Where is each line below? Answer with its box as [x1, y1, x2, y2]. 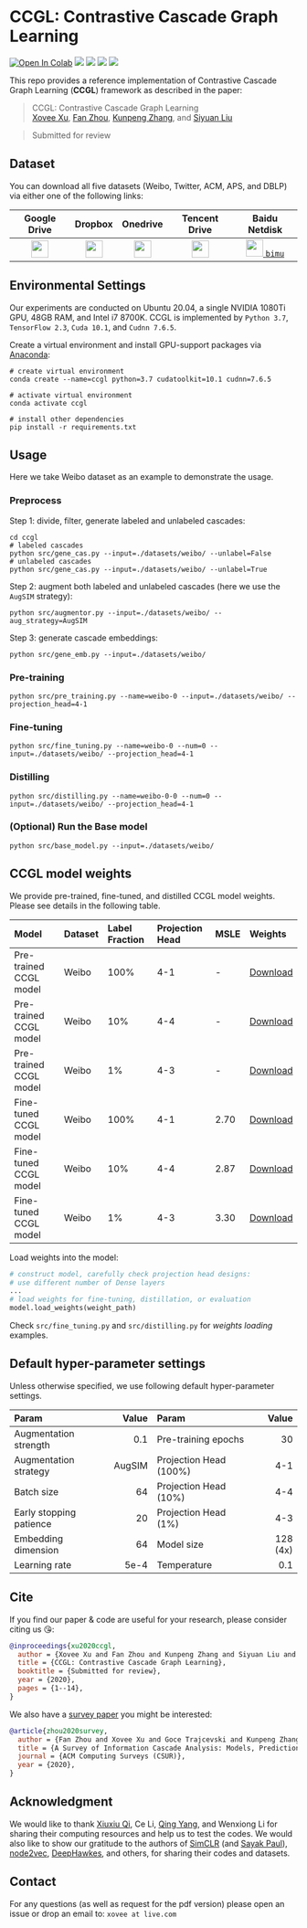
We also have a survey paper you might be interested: [9, 1709, 213, 1720]
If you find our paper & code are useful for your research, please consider [9, 1614, 288, 1625]
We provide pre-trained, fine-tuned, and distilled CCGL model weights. [9, 890, 276, 901]
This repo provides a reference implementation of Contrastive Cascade [9, 75, 277, 86]
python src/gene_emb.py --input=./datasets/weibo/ [9, 650, 206, 659]
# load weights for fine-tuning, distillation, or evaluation [9, 1295, 251, 1304]
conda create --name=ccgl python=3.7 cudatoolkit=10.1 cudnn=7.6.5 [9, 375, 272, 384]
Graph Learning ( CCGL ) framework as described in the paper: [9, 84, 243, 95]
